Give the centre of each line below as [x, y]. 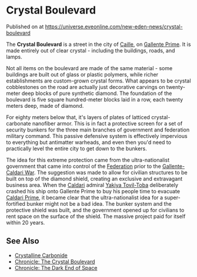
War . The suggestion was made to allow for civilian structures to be [106, 172]
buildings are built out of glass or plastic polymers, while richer [82, 74]
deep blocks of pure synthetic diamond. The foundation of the [97, 93]
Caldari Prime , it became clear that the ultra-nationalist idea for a [85, 197]
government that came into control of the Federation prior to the [84, 166]
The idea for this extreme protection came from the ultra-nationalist [88, 160]
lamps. [14, 57]
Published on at [25, 27]
